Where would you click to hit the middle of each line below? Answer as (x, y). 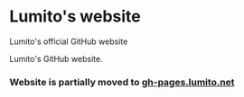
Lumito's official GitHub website (69, 41)
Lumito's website (75, 17)
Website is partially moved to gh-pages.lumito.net (122, 82)
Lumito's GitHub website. (56, 58)
